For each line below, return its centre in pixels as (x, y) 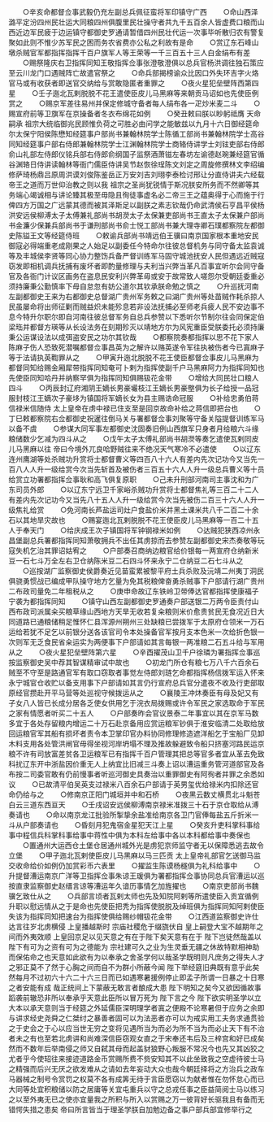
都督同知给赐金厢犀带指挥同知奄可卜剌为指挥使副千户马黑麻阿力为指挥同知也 (136, 367)
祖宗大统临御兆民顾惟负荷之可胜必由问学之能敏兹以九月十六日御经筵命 (142, 124)
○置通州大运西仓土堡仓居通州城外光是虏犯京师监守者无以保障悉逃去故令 (143, 845)
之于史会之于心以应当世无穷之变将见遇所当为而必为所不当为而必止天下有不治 (136, 1028)
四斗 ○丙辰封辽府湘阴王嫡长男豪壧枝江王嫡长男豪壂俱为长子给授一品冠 (134, 388)
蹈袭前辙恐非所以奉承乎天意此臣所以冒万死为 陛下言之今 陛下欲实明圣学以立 (135, 998)
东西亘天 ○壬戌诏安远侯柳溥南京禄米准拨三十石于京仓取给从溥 (147, 805)
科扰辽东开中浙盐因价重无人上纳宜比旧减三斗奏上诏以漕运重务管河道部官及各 (136, 764)
